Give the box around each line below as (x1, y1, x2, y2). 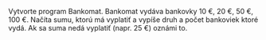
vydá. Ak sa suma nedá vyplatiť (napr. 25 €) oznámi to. (8, 24, 188, 32)
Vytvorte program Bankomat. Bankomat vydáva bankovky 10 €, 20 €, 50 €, (8, 7, 253, 16)
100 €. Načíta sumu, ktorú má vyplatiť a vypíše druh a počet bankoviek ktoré (8, 15, 259, 24)
